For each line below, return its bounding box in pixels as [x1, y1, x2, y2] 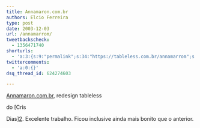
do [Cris [6, 103, 26, 111]
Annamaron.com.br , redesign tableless [6, 92, 102, 99]
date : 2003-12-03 [6, 25, 50, 32]
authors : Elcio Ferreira [6, 14, 68, 20]
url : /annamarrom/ [6, 31, 52, 37]
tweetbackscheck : [6, 37, 50, 43]
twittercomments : [6, 59, 50, 65]
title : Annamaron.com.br [6, 8, 68, 15]
